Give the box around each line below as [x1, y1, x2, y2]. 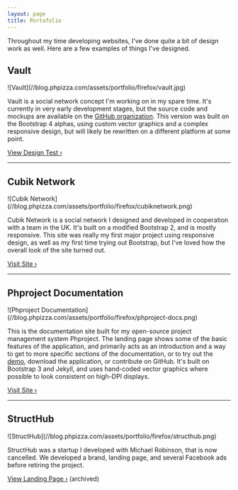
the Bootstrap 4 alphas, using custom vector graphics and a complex [7, 120, 209, 128]
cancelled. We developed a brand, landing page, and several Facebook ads [7, 453, 227, 462]
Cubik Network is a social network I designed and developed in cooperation [7, 216, 229, 224]
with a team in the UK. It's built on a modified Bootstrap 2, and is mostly [7, 223, 217, 232]
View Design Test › [7, 148, 62, 157]
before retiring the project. [7, 460, 84, 469]
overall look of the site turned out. [7, 246, 106, 255]
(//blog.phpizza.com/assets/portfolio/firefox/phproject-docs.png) [7, 313, 198, 321]
